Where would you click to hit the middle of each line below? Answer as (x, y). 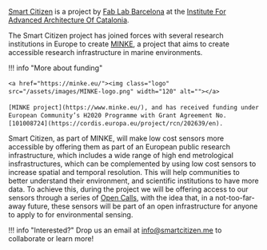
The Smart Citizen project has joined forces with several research (116, 36)
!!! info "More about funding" (56, 68)
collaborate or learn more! (51, 238)
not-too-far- (235, 198)
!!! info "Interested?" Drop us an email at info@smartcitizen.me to (115, 230)
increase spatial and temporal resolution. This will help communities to (124, 172)
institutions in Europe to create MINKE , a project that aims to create (119, 44)
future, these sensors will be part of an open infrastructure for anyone (143, 206)
